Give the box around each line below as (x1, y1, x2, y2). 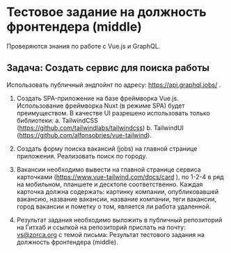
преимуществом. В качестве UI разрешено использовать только (16, 108, 210, 117)
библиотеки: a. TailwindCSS (16, 116, 99, 124)
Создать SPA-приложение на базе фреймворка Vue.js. (16, 94, 179, 102)
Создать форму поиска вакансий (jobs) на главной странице (16, 144, 198, 153)
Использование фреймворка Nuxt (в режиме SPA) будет (16, 101, 185, 110)
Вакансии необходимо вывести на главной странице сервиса (16, 165, 201, 174)
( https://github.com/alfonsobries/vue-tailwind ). (16, 131, 152, 139)
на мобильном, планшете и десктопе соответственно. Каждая (16, 180, 203, 188)
